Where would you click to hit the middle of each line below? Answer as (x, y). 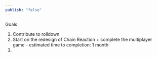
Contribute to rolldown (36, 34)
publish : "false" (24, 10)
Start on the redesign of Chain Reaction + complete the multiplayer (82, 39)
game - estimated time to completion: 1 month (61, 45)
